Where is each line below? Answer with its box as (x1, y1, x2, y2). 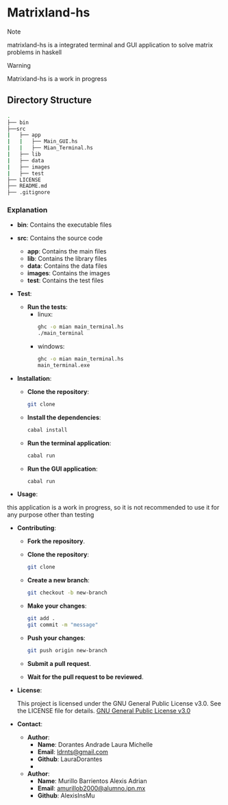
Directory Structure (7, 95, 92, 106)
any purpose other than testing (7, 510, 94, 519)
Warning (7, 61, 31, 69)
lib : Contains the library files (27, 255, 107, 263)
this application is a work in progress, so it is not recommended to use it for (7, 504, 220, 512)
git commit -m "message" (27, 621, 99, 628)
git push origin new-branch (27, 647, 107, 654)
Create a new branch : (27, 576, 90, 584)
